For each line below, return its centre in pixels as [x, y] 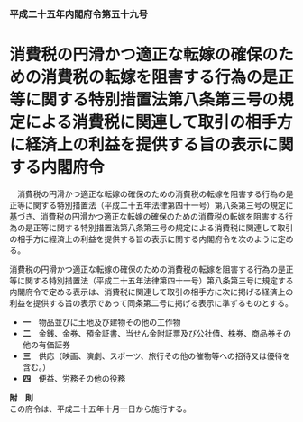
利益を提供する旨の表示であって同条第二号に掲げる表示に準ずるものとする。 [151, 302]
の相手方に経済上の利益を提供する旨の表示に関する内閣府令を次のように [143, 238]
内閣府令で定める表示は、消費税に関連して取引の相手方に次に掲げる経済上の [151, 292]
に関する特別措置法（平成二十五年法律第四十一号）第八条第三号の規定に [159, 205]
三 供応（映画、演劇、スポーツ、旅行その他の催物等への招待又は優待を [156, 355]
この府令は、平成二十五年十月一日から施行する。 [100, 409]
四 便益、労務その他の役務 [74, 378]
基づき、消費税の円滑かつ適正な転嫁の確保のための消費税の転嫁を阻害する [147, 216]
